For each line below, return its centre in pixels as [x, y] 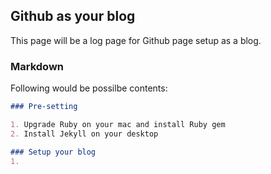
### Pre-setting [44, 107]
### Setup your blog [53, 152]
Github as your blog [73, 16]
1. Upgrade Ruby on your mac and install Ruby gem [118, 124]
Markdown [37, 66]
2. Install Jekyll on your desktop [84, 134]
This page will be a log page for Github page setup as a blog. [136, 40]
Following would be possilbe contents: [89, 88]
